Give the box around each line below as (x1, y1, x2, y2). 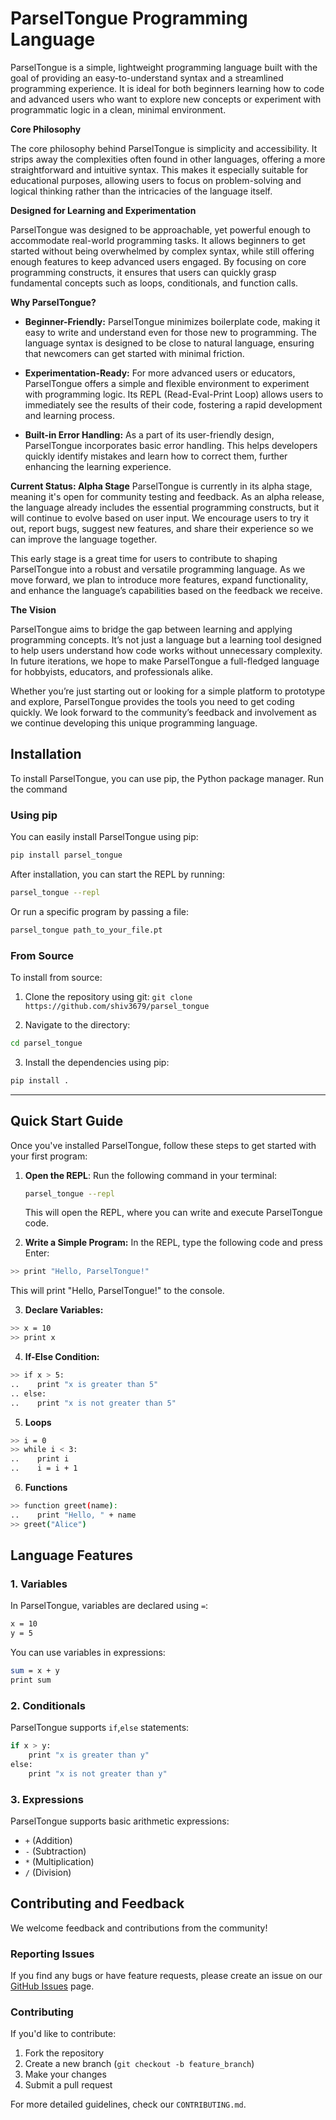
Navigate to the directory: (24, 1018, 131, 1031)
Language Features (10, 1547, 134, 1564)
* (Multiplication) (24, 1855, 95, 1867)
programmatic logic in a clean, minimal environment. (10, 103, 227, 116)
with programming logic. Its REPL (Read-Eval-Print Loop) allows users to (24, 388, 324, 400)
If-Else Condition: (24, 1351, 100, 1363)
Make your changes (24, 2068, 107, 2081)
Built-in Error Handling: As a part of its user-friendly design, (24, 428, 275, 441)
